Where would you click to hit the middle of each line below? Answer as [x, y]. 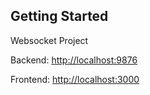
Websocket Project [49, 40]
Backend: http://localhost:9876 [74, 60]
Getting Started [59, 16]
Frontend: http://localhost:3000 [75, 79]
